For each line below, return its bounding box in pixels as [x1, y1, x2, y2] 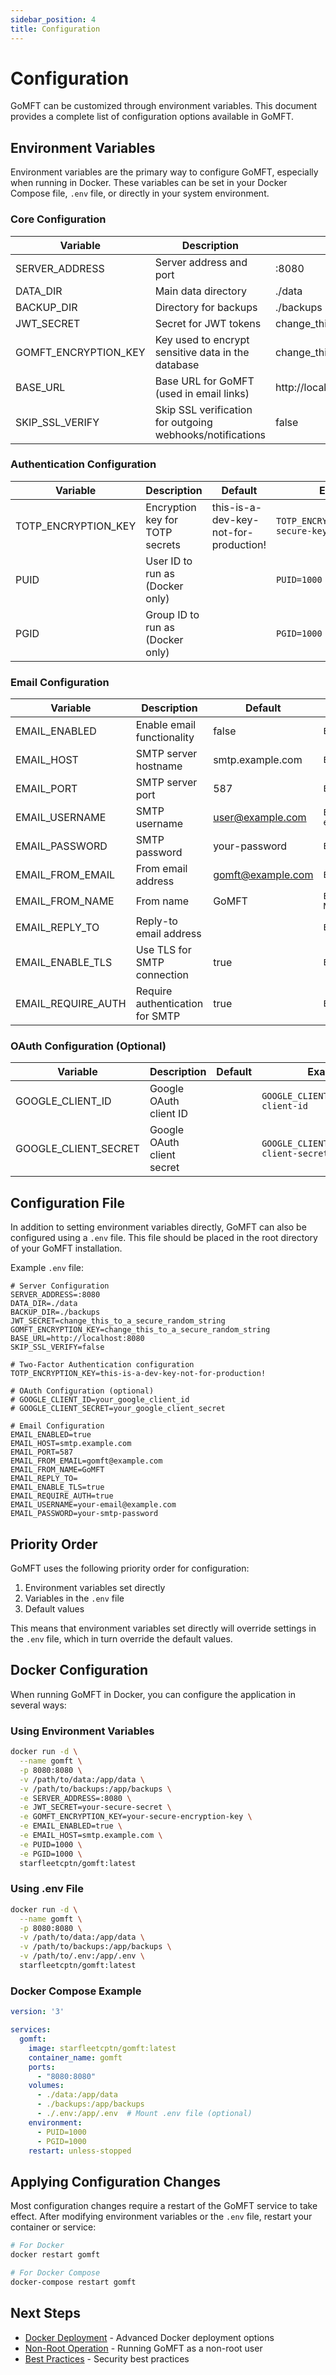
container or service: [10, 2221, 97, 2233]
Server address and [154, 255, 248, 269]
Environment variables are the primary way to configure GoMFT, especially [10, 166, 319, 178]
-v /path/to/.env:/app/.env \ [19, 1951, 145, 1961]
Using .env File [10, 1882, 84, 1896]
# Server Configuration [10, 1281, 110, 1291]
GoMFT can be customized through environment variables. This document [10, 100, 318, 112]
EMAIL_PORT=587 [10, 1447, 74, 1458]
